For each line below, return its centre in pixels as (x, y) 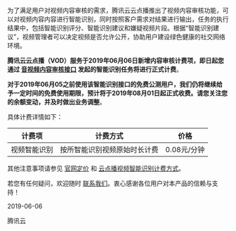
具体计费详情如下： (35, 117)
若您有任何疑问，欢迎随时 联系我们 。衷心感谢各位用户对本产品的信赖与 (110, 183)
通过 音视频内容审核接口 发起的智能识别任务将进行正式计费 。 (95, 69)
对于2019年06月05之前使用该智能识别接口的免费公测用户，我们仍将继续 (112, 84)
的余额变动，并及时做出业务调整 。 (57, 102)
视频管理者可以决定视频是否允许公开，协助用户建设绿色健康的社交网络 (124, 37)
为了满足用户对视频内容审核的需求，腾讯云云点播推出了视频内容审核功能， (115, 10)
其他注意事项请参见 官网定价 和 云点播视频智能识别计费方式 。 (96, 168)
